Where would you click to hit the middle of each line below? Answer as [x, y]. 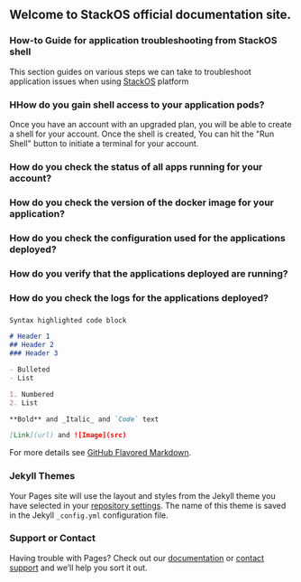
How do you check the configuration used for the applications [147, 238]
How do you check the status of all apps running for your [136, 166]
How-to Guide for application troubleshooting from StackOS [143, 41]
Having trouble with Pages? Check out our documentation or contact [137, 558]
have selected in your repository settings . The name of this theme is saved [148, 505]
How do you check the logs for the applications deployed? [139, 297]
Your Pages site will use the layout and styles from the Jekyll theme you [143, 495]
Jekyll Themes [42, 476]
